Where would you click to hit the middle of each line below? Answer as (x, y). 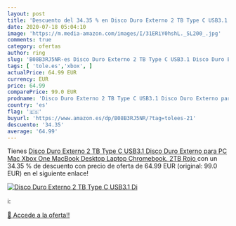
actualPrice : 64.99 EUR (42, 72)
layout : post (26, 14)
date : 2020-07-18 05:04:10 (47, 27)
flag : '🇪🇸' (25, 112)
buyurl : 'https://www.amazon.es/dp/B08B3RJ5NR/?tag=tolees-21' (102, 118)
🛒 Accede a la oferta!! (39, 215)
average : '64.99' (33, 131)
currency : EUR (28, 79)
